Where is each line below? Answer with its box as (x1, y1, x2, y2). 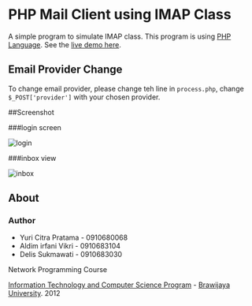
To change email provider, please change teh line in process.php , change (8, 84, 244, 93)
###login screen (8, 122, 61, 132)
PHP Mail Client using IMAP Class (8, 6, 232, 24)
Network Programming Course (8, 265, 108, 274)
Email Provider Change (8, 63, 123, 76)
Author (8, 215, 36, 226)
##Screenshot (8, 107, 54, 117)
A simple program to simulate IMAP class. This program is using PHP (8, 32, 232, 41)
